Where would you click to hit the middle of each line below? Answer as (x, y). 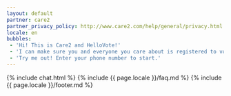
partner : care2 (28, 20)
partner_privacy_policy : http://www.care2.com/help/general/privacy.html (115, 26)
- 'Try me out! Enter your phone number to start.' (85, 58)
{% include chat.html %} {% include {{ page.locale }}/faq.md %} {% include (114, 77)
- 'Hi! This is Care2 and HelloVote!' (65, 45)
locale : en (22, 33)
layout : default (30, 13)
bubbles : (19, 39)
